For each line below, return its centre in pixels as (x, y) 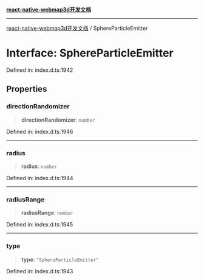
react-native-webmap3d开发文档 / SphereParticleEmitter (77, 28)
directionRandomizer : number (58, 120)
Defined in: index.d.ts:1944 (40, 178)
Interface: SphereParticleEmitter (90, 53)
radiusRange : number (47, 213)
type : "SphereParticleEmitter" (60, 259)
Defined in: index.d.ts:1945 (40, 225)
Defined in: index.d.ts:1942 (40, 70)
